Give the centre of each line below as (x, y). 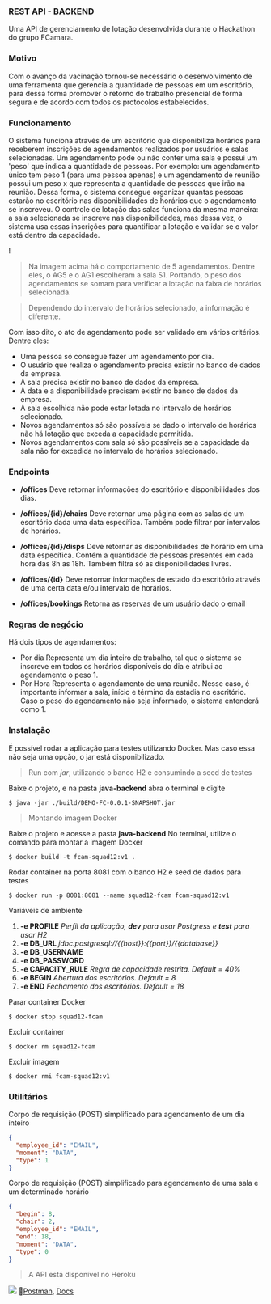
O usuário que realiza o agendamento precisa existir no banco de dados (140, 365)
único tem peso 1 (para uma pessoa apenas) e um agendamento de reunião (134, 175)
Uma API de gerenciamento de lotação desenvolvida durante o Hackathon (132, 29)
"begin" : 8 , (36, 1214)
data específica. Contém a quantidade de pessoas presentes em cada (137, 555)
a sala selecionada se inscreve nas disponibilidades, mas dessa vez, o (125, 218)
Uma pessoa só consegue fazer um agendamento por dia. (117, 356)
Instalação (30, 730)
